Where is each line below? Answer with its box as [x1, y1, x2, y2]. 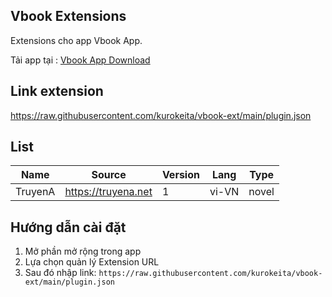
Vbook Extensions [10, 8, 127, 25]
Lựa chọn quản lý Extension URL [24, 256, 160, 268]
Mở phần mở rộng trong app [24, 245, 142, 258]
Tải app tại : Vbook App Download [10, 54, 151, 66]
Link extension [10, 83, 104, 100]
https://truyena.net [64, 185, 153, 199]
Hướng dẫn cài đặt [10, 219, 127, 236]
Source [91, 168, 127, 182]
